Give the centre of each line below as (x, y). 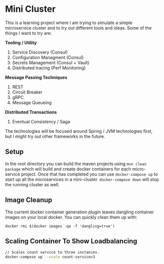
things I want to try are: (28, 33)
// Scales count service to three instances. (52, 252)
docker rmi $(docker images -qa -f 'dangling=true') (60, 226)
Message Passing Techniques (36, 77)
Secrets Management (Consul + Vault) (51, 62)
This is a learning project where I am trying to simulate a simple (69, 23)
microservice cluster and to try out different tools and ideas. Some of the (78, 28)
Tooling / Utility (21, 42)
